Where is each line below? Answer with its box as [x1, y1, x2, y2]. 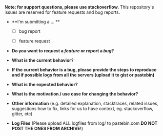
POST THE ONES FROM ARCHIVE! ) [11, 126, 83, 132]
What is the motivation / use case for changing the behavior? [11, 91, 139, 97]
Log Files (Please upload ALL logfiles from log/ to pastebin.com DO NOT [11, 120, 158, 126]
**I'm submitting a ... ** [11, 19, 61, 24]
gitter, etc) [11, 111, 33, 117]
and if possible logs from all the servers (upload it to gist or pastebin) [11, 72, 155, 78]
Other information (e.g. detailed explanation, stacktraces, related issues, [11, 100, 159, 107]
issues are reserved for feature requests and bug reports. [4, 9, 120, 15]
